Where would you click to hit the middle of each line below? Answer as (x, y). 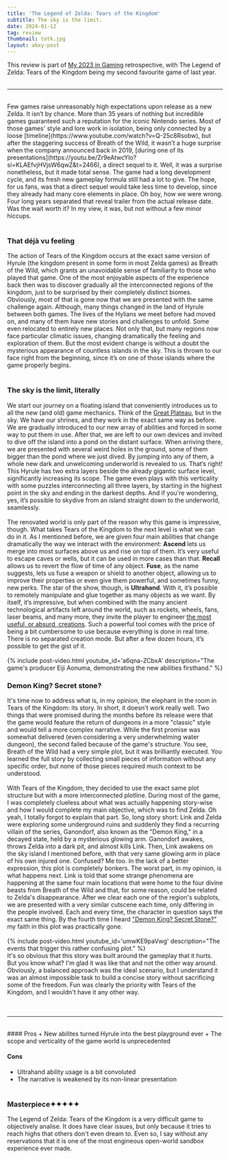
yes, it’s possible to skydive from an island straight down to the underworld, (114, 500)
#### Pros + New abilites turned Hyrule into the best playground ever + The (115, 1033)
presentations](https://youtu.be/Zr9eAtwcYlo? (72, 157)
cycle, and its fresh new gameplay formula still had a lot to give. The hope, (112, 179)
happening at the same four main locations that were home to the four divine (115, 882)
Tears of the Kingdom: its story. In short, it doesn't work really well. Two (108, 707)
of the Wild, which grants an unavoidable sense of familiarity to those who (112, 270)
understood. (24, 773)
